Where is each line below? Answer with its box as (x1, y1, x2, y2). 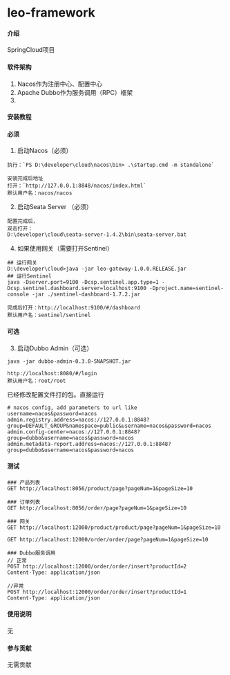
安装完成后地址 (7, 175, 44, 182)
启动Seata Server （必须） (17, 203, 93, 211)
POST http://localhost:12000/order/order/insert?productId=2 (7, 563, 187, 570)
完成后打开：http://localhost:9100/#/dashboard (7, 305, 140, 312)
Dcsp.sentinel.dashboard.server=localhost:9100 (7, 285, 147, 292)
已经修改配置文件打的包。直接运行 (7, 390, 104, 399)
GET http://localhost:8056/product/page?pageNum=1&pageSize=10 (7, 485, 193, 492)
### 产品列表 (7, 479, 41, 486)
